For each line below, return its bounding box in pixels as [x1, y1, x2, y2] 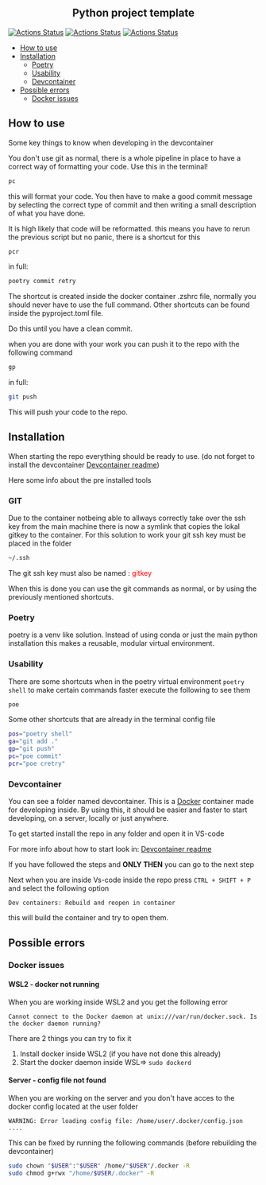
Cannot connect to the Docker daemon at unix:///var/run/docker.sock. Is [8, 1012, 258, 1020]
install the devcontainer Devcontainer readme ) [8, 460, 160, 469]
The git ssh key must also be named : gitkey [8, 568, 152, 577]
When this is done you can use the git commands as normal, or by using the [8, 584, 257, 593]
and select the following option [8, 884, 110, 893]
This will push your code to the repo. [8, 407, 129, 417]
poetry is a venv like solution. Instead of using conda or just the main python [8, 630, 258, 639]
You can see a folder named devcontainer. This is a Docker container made [8, 797, 254, 806]
